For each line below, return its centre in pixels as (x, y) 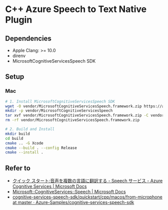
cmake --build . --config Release (41, 148)
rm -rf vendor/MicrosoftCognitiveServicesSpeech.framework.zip (72, 120)
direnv (19, 56)
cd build (14, 138)
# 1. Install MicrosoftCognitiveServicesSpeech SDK (60, 101)
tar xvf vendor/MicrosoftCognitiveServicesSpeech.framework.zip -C (77, 116)
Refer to (18, 168)
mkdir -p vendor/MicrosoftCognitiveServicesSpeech (59, 111)
